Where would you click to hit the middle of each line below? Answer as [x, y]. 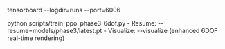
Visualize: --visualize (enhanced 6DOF [163, 31]
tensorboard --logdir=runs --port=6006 [64, 10]
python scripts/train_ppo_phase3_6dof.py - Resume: [82, 23]
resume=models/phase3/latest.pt [55, 31]
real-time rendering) [36, 38]
